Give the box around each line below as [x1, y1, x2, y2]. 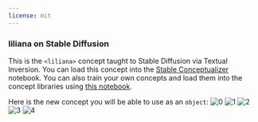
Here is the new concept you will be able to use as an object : [8, 96, 209, 106]
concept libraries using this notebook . [8, 81, 133, 91]
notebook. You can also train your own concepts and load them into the [8, 73, 243, 82]
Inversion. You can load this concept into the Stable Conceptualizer [8, 65, 229, 74]
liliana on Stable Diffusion [8, 37, 110, 49]
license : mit [8, 11, 52, 20]
